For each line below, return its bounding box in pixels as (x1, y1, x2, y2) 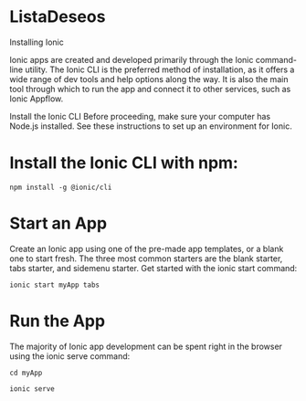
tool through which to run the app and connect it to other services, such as (9, 83, 291, 94)
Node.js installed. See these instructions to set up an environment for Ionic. (9, 121, 292, 132)
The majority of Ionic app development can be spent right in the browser (9, 341, 283, 352)
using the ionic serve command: (9, 350, 131, 362)
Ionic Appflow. (9, 93, 64, 104)
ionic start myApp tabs (9, 280, 100, 290)
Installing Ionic (9, 37, 64, 47)
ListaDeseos (9, 6, 106, 27)
